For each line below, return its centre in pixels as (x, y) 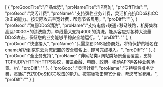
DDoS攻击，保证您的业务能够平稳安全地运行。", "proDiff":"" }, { (69, 37)
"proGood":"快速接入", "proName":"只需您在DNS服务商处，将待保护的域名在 (81, 43)
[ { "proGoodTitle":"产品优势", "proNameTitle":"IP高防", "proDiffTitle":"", (77, 7)
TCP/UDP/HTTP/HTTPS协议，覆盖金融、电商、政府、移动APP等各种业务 (78, 62)
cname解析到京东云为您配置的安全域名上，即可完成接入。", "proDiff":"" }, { (80, 50)
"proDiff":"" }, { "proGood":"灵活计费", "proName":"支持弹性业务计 (88, 68)
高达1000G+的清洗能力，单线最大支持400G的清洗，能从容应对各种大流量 (78, 31)
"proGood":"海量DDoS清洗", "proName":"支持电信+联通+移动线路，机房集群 (81, 25)
